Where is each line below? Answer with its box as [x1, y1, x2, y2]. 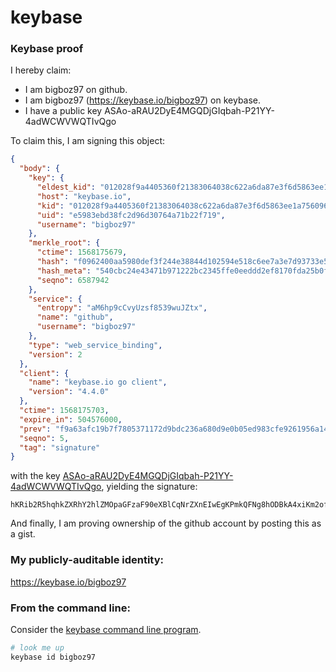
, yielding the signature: [101, 481, 198, 493]
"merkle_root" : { [28, 238, 101, 248]
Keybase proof [10, 42, 84, 56]
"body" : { [19, 164, 60, 174]
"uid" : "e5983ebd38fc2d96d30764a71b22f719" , [36, 210, 226, 220]
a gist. [10, 528, 36, 540]
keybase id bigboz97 [10, 652, 97, 662]
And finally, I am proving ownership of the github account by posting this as [10, 517, 322, 530]
